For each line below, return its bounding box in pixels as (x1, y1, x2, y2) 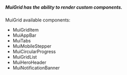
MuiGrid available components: (5, 17, 71, 23)
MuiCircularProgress (12, 48, 56, 55)
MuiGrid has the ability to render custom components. (5, 4, 123, 10)
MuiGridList (12, 54, 37, 60)
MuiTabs (12, 37, 31, 43)
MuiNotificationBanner (12, 64, 60, 71)
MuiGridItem (12, 27, 39, 33)
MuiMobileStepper (12, 43, 52, 49)
